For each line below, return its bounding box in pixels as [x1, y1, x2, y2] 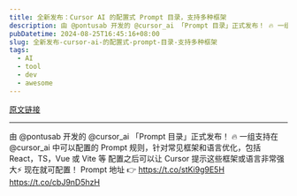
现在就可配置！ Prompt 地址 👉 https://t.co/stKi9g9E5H [24, 164, 225, 175]
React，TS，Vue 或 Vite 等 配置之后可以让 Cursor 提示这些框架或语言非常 [9, 153, 277, 163]
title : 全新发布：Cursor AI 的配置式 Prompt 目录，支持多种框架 [9, 12, 227, 22]
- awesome [17, 79, 53, 87]
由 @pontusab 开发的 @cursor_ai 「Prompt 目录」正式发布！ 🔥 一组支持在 [9, 131, 278, 141]
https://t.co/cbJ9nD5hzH [9, 177, 100, 187]
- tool [17, 63, 42, 72]
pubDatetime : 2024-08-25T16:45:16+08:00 [9, 29, 161, 38]
